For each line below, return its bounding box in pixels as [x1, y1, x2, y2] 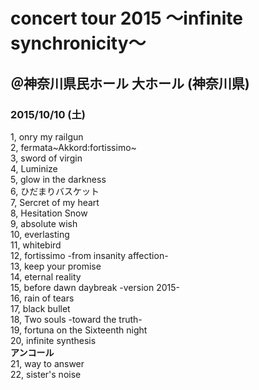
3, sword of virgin [10, 152, 83, 164]
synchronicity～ [10, 32, 147, 55]
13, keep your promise [10, 260, 102, 272]
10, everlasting [10, 228, 70, 240]
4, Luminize [10, 162, 58, 174]
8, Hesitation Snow [10, 207, 88, 219]
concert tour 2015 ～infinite [10, 7, 243, 30]
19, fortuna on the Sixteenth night [10, 324, 148, 336]
